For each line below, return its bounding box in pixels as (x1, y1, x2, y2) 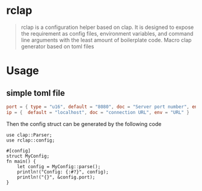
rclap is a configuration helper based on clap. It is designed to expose (20, 23, 194, 31)
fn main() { (6, 158, 36, 164)
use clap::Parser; (6, 132, 52, 138)
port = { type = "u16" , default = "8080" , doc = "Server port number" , (6, 104, 189, 110)
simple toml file (6, 88, 65, 98)
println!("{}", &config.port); (17, 174, 96, 180)
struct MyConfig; (6, 153, 50, 159)
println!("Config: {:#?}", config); (17, 169, 109, 175)
